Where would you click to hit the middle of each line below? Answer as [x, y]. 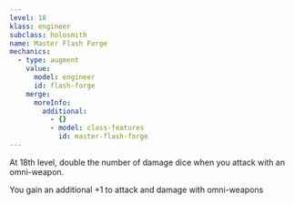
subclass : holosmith [49, 35]
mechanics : [30, 52]
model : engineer [64, 77]
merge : [38, 94]
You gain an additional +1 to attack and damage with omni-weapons [137, 189]
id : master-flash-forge [103, 137]
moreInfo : [52, 102]
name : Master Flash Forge [58, 43]
